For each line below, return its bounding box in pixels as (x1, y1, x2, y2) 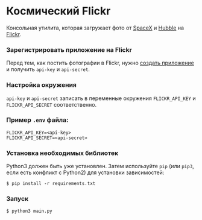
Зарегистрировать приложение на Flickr (6, 45, 133, 54)
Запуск (6, 195, 29, 203)
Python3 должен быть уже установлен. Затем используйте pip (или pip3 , (6, 163, 194, 170)
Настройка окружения (6, 81, 77, 89)
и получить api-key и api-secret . (6, 66, 90, 73)
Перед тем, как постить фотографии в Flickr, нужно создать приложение (6, 59, 194, 67)
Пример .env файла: (6, 116, 69, 124)
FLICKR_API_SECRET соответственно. (6, 101, 97, 108)
